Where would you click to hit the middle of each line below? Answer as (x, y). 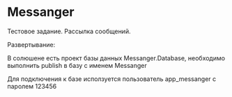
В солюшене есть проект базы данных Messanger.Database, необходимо (116, 58)
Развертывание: (31, 44)
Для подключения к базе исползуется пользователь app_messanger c (112, 79)
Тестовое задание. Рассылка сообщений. (69, 31)
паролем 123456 (32, 86)
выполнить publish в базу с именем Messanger (77, 65)
